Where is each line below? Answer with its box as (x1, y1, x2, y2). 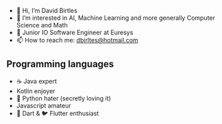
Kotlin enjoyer (16, 86, 56, 95)
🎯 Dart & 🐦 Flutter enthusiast (16, 109, 99, 117)
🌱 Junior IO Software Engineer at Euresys (16, 28, 134, 36)
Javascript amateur (16, 101, 71, 110)
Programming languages (6, 58, 114, 70)
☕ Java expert (16, 77, 58, 85)
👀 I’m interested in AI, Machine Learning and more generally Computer (16, 14, 215, 22)
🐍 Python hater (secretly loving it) (16, 94, 111, 102)
